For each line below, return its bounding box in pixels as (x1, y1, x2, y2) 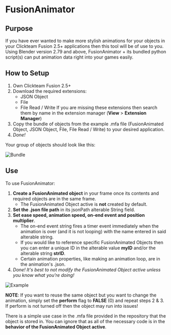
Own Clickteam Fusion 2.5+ (12, 82, 72, 88)
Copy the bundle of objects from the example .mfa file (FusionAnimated (12, 121, 164, 127)
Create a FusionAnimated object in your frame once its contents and (12, 190, 159, 196)
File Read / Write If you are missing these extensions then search (20, 104, 158, 110)
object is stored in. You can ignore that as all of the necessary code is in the (5, 318, 165, 324)
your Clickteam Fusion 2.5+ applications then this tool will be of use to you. (5, 43, 164, 49)
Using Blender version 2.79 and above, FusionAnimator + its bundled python (5, 49, 166, 54)
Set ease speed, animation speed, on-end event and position (12, 212, 145, 218)
